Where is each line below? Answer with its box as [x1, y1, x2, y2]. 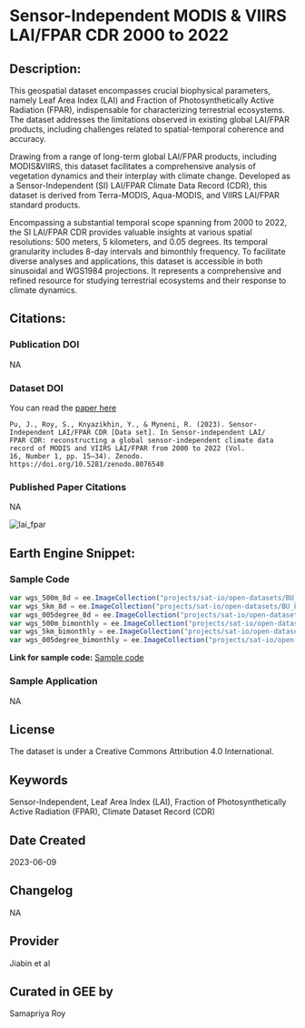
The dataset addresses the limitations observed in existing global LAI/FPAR [9, 115, 290, 125]
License [9, 721, 55, 737]
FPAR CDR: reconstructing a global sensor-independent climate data [9, 436, 274, 445]
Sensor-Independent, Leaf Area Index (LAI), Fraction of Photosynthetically [9, 797, 287, 808]
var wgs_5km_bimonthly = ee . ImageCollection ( [9, 627, 184, 637]
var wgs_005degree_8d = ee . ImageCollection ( [9, 610, 181, 620]
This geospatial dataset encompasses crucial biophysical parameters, [9, 86, 271, 96]
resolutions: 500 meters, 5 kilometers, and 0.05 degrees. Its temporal [9, 237, 268, 247]
